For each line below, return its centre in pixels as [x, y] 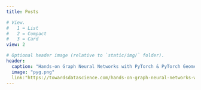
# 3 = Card [22, 39]
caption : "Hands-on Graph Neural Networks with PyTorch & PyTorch [96, 66]
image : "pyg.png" [33, 72]
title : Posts [22, 12]
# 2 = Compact [26, 33]
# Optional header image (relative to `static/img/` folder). [85, 55]
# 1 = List [22, 28]
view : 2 [16, 45]
